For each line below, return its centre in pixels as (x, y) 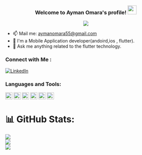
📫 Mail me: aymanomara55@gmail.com (55, 34)
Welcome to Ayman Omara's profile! (81, 12)
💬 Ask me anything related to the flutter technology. (67, 47)
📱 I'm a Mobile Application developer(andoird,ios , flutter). (74, 41)
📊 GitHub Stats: (40, 119)
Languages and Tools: (33, 84)
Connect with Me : (29, 60)
